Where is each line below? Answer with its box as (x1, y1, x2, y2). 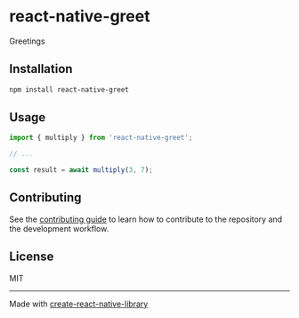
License (9, 249, 54, 265)
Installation (9, 61, 73, 77)
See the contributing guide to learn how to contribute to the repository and (9, 214, 283, 224)
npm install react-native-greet (9, 85, 129, 94)
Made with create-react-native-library (9, 298, 149, 309)
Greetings (9, 36, 46, 46)
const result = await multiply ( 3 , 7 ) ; (9, 166, 153, 175)
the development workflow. (9, 223, 109, 233)
